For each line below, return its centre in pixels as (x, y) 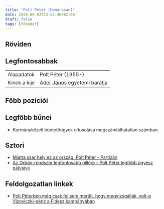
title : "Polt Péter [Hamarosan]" (40, 10)
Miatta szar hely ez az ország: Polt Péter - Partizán (65, 157)
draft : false (19, 19)
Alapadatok (21, 75)
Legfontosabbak (31, 61)
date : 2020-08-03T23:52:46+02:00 (40, 15)
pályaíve (21, 168)
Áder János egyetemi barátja (73, 83)
